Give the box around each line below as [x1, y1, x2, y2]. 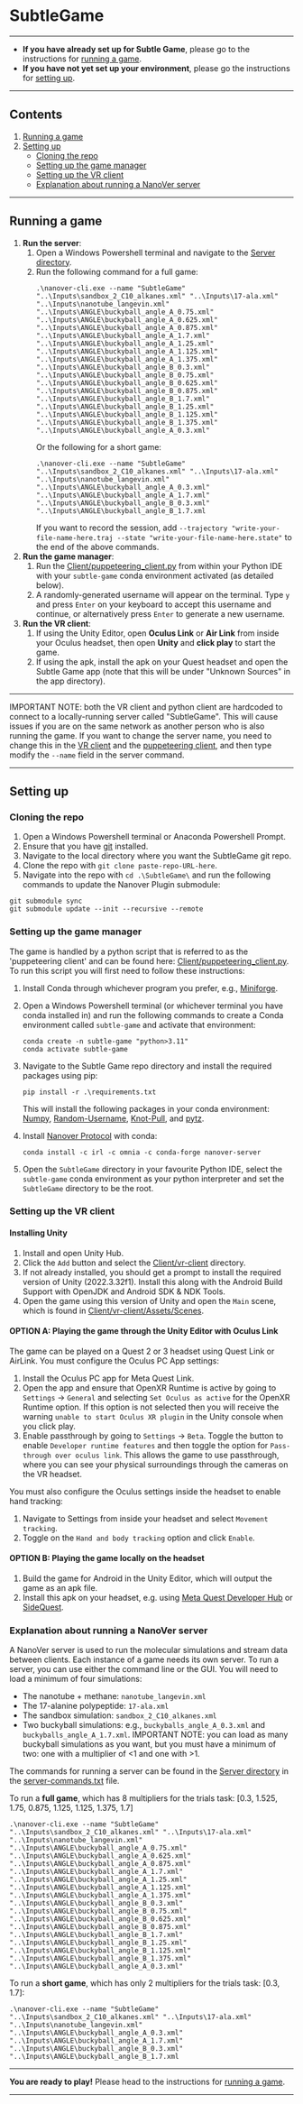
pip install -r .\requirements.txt [22, 1088, 157, 1097]
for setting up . [22, 72, 75, 83]
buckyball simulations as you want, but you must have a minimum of [22, 1739, 277, 1750]
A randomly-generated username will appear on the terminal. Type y [35, 589, 290, 600]
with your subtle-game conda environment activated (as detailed [35, 570, 274, 581]
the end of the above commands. [35, 541, 160, 552]
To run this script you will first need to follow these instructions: [9, 965, 245, 976]
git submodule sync [9, 896, 83, 906]
